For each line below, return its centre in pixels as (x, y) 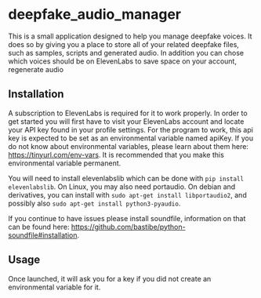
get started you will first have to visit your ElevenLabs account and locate (126, 121)
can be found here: (39, 227)
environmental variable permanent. (65, 163)
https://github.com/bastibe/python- (128, 227)
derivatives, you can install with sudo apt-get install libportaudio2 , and (127, 194)
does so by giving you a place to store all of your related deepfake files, (123, 44)
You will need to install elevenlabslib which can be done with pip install (126, 178)
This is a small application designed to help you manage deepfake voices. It (130, 36)
